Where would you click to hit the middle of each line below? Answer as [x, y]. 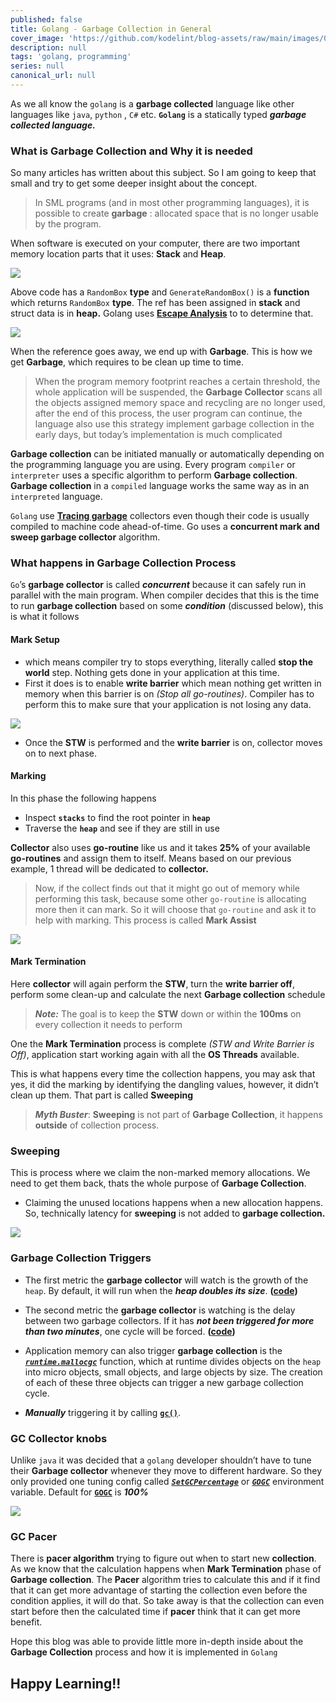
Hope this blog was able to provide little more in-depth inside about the [157, 1642]
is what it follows [45, 617]
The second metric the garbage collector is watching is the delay [160, 1310]
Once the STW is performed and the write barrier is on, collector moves [173, 742]
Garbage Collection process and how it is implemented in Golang [144, 1652]
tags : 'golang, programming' [71, 57]
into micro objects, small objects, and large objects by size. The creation [173, 1372]
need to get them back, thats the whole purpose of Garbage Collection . [158, 1183]
